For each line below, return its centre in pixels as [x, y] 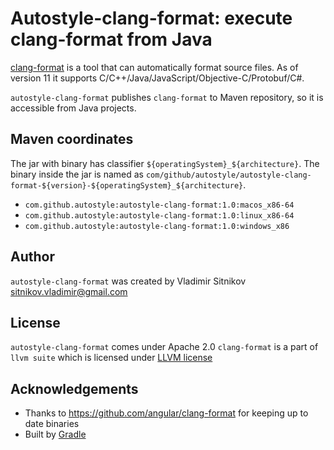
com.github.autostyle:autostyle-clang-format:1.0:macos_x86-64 [159, 205]
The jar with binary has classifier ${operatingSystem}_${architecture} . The [165, 163]
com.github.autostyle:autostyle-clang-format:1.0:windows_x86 [157, 226]
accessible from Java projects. [73, 108]
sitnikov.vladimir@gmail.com [69, 291]
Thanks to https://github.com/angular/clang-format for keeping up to [166, 413]
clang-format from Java [111, 39]
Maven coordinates [72, 139]
